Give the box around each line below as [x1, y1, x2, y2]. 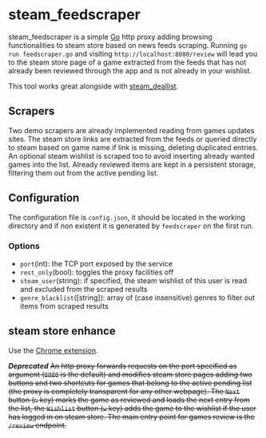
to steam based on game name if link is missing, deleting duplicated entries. [8, 142, 258, 152]
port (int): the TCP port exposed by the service [19, 258, 173, 268]
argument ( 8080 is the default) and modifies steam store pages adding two [8, 369, 253, 379]
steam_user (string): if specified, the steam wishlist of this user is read [19, 275, 248, 285]
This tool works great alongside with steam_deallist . [8, 81, 179, 91]
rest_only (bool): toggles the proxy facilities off [19, 267, 174, 277]
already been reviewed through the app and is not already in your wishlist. [8, 65, 252, 75]
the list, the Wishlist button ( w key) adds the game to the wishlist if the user [8, 403, 257, 412]
